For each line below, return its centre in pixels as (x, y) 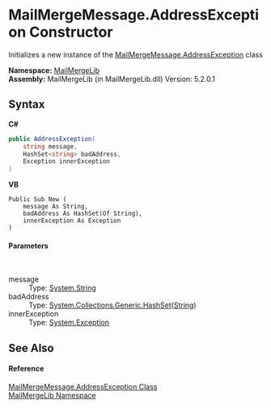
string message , (51, 146)
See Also (31, 348)
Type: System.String (63, 288)
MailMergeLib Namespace (52, 395)
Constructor (71, 32)
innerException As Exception (72, 221)
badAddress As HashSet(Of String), (83, 214)
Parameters (28, 246)
